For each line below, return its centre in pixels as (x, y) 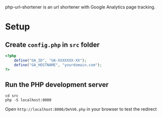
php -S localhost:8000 (28, 100)
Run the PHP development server (57, 85)
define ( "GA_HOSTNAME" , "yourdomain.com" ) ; (58, 65)
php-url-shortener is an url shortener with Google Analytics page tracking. (80, 7)
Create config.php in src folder (52, 45)
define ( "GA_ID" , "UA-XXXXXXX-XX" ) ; (50, 60)
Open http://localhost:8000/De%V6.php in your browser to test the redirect (81, 109)
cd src (12, 96)
